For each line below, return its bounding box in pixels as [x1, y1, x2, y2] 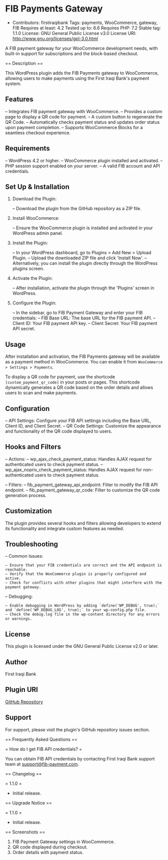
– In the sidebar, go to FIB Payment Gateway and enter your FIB [12, 310, 143, 316]
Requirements [5, 144, 50, 153]
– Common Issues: [5, 553, 43, 559]
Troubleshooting [5, 540, 58, 549]
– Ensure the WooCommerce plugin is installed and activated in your [12, 225, 153, 231]
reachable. [5, 567, 28, 572]
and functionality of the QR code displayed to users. [5, 428, 112, 434]
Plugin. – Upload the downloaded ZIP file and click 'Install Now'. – [12, 255, 147, 261]
